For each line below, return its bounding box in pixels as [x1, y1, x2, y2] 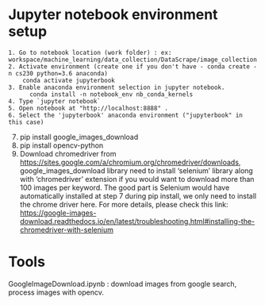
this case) [8, 118, 44, 126]
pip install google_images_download [19, 132, 139, 141]
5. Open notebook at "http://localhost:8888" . [8, 104, 169, 112]
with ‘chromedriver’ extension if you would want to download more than [19, 174, 255, 183]
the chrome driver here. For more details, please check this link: [19, 199, 229, 209]
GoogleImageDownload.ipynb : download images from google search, [8, 279, 237, 288]
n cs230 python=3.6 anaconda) [8, 69, 109, 77]
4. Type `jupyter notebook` [8, 97, 102, 105]
